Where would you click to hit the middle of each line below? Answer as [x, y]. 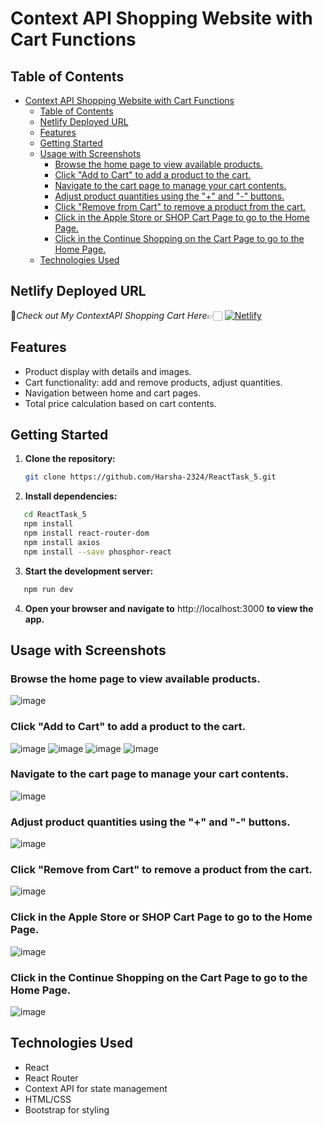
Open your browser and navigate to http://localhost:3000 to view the [169, 608]
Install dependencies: [71, 496]
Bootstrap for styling [67, 1109]
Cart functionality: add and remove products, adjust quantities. [153, 382]
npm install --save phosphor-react [97, 552]
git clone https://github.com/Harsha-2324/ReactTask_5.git [150, 477]
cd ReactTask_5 [55, 515]
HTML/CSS [48, 1099]
